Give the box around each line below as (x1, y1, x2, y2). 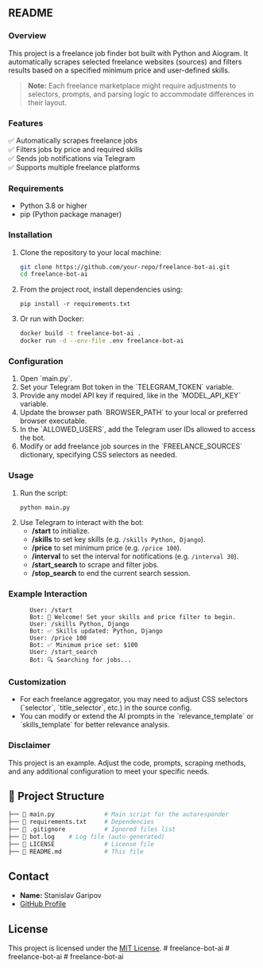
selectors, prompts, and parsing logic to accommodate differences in (27, 89, 254, 99)
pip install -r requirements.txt (19, 300, 131, 308)
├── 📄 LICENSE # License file (8, 840, 155, 848)
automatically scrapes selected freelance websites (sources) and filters (8, 57, 242, 66)
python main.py (19, 504, 71, 511)
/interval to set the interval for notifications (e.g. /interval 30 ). (31, 551, 239, 561)
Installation (8, 229, 53, 241)
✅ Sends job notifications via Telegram (8, 153, 136, 163)
